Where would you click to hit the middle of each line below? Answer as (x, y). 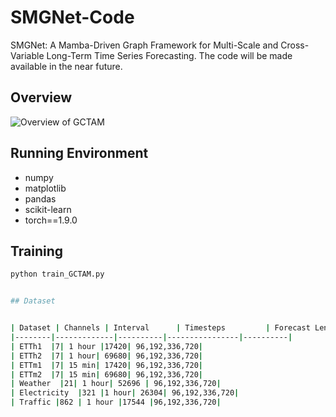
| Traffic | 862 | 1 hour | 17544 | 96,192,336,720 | (116, 402)
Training (37, 251)
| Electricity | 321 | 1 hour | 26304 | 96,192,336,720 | (125, 393)
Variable (27, 55)
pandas (40, 198)
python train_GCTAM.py (57, 274)
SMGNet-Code (72, 17)
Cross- (295, 45)
